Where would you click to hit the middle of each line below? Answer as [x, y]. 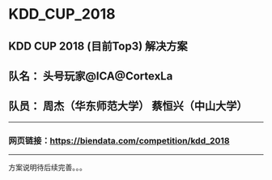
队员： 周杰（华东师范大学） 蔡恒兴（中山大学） [128, 106]
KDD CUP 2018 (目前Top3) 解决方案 [98, 46]
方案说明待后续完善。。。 [47, 168]
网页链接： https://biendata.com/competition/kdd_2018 [119, 140]
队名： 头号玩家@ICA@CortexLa [91, 76]
